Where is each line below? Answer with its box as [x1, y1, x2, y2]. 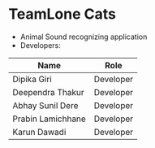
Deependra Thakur [12, 86, 84, 98]
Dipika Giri [12, 73, 53, 85]
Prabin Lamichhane [12, 113, 87, 124]
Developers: [19, 40, 61, 50]
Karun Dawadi [12, 126, 67, 137]
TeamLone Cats [8, 5, 116, 24]
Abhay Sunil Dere [12, 99, 79, 111]
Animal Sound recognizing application [19, 32, 148, 41]
